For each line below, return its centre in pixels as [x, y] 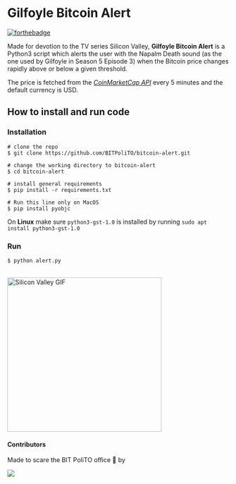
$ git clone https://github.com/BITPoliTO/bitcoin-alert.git [99, 153]
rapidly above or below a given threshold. [68, 68]
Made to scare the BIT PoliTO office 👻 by [66, 460]
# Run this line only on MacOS [53, 202]
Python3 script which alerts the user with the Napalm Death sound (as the [114, 54]
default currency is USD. [43, 90]
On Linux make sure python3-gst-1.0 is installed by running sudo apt [107, 222]
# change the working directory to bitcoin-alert [82, 165]
